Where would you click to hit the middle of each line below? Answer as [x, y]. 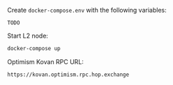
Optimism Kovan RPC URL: [45, 61]
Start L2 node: [28, 36]
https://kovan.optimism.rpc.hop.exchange [68, 75]
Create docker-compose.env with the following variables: [87, 10]
